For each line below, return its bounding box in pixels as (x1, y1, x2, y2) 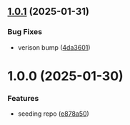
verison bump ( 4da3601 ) (17, 43, 91, 52)
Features (7, 93, 39, 103)
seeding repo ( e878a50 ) (17, 109, 89, 118)
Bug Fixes (7, 27, 43, 37)
